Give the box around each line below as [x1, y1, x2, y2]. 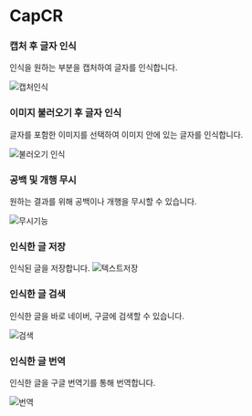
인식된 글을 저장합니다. [9, 263, 90, 274]
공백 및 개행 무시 [9, 173, 77, 186]
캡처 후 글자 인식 [9, 40, 77, 53]
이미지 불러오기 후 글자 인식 [9, 107, 122, 120]
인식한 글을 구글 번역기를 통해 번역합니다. [9, 377, 156, 388]
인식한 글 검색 [9, 288, 67, 301]
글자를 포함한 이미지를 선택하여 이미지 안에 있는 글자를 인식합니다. [9, 129, 244, 140]
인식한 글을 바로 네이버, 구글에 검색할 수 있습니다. [9, 310, 185, 321]
